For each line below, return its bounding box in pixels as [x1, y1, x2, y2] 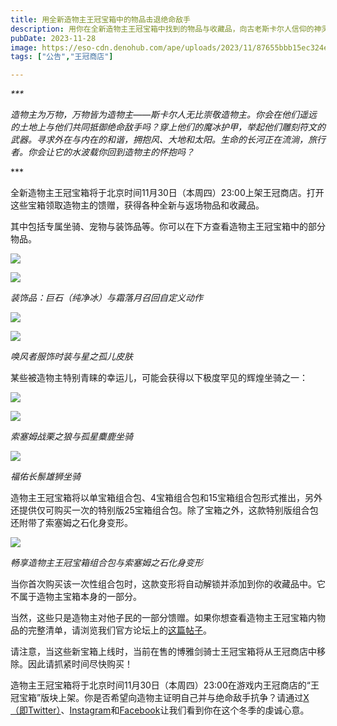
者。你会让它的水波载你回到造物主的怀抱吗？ [10, 146, 195, 158]
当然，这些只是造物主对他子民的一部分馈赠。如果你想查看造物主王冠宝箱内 [10, 612, 317, 624]
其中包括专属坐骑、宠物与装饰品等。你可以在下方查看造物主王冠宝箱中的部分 [10, 221, 326, 233]
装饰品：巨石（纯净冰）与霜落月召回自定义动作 [10, 292, 203, 304]
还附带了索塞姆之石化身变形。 [10, 517, 133, 529]
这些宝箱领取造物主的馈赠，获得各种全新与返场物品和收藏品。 [10, 199, 265, 211]
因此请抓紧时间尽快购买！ [27, 658, 133, 670]
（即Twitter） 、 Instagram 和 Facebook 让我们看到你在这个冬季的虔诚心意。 [10, 704, 310, 716]
